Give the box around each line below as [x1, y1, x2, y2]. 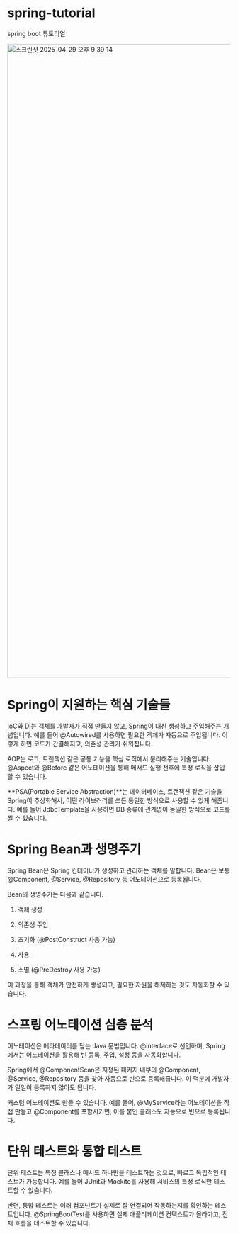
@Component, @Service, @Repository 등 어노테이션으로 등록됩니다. [7, 875, 202, 883]
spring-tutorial [7, 5, 96, 21]
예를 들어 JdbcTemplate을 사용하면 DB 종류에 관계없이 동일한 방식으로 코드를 [16, 804, 231, 813]
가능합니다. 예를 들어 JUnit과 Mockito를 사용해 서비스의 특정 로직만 [25, 1177, 212, 1185]
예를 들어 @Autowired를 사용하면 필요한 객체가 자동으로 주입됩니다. [33, 730, 221, 739]
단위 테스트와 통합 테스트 [7, 1143, 142, 1160]
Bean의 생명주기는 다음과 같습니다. [7, 890, 104, 898]
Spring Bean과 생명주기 [7, 841, 142, 858]
